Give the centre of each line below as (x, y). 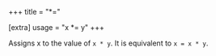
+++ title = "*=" (34, 12)
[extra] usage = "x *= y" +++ (57, 27)
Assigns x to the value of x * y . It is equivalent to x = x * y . (108, 43)
